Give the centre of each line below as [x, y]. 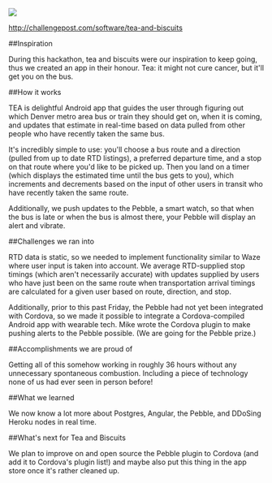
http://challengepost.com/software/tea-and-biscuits [95, 28]
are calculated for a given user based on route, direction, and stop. [120, 291]
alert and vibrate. [37, 226]
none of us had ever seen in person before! [81, 382]
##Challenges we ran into [52, 241]
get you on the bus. [41, 76]
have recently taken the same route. [69, 192]
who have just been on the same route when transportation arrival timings [132, 283]
